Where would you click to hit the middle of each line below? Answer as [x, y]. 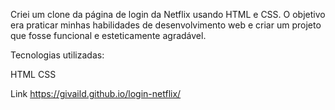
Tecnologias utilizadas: [57, 55]
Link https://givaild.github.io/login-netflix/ [96, 93]
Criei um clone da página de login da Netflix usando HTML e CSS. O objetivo [168, 14]
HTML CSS [33, 74]
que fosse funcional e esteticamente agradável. [108, 35]
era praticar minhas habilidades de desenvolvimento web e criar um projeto [166, 25]
